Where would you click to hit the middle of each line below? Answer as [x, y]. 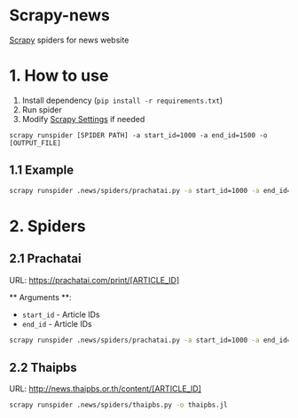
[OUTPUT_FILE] [35, 143]
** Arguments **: [41, 297]
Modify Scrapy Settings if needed [83, 119]
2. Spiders [47, 226]
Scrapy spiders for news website [69, 40]
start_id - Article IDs [61, 314]
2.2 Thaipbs [43, 367]
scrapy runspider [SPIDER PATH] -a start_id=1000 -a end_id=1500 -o [138, 135]
